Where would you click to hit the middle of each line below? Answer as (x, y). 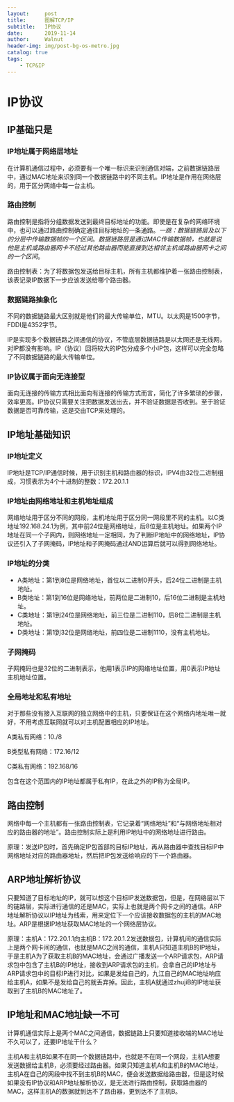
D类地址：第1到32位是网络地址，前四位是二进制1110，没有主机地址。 (115, 632)
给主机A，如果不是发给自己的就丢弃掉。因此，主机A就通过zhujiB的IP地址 (111, 982)
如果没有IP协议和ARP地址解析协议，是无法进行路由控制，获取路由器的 (107, 1083)
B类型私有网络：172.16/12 (43, 752)
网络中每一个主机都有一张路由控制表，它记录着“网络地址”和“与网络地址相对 (115, 824)
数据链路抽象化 (32, 299)
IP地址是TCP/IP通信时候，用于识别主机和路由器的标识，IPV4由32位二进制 (112, 473)
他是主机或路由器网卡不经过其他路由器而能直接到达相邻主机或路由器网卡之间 (117, 247)
